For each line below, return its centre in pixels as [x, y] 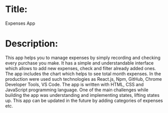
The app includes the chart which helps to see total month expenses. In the [83, 74]
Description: [32, 44]
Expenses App [20, 23]
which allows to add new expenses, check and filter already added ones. [81, 68]
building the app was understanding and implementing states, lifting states [82, 95]
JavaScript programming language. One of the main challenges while [77, 90]
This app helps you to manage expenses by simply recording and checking [83, 58]
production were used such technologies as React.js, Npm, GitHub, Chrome [83, 79]
